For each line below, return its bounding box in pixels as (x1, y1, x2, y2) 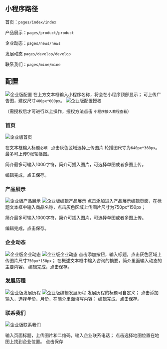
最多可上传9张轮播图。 (5, 151, 52, 157)
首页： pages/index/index (5, 19, 56, 25)
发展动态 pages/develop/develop (5, 50, 71, 56)
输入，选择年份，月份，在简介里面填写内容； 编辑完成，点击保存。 (5, 296, 142, 302)
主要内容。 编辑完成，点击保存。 (5, 263, 72, 270)
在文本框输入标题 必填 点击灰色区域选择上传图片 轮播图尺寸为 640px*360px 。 (5, 144, 160, 150)
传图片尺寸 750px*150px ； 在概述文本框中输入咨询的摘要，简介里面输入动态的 (5, 257, 162, 263)
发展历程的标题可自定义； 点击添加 (87, 289, 159, 295)
